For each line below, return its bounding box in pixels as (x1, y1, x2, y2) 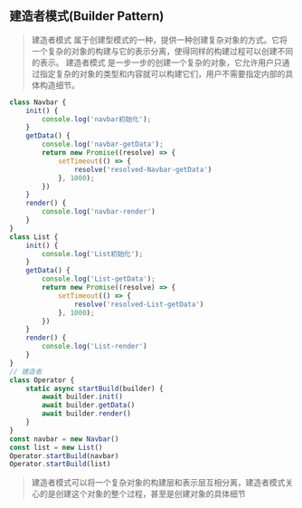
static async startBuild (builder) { (25, 384, 165, 393)
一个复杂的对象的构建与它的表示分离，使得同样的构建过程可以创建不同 (31, 45, 294, 56)
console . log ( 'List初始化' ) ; (42, 249, 144, 258)
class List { (9, 232, 59, 242)
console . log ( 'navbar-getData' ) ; (42, 139, 165, 149)
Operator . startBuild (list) (9, 460, 111, 469)
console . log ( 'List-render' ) (42, 342, 147, 351)
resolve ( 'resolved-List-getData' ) (73, 300, 204, 309)
